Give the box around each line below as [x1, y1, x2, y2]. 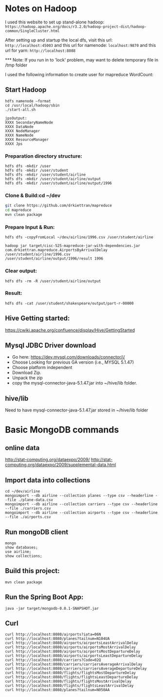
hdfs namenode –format [5, 99, 51, 103]
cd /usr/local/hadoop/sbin [5, 103, 60, 108]
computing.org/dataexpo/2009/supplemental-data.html [5, 462, 116, 468]
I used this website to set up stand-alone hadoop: [5, 19, 105, 25]
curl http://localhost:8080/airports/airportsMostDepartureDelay [5, 649, 140, 654]
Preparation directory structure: [5, 152, 83, 159]
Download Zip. [12, 369, 41, 376]
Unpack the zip [12, 375, 43, 381]
